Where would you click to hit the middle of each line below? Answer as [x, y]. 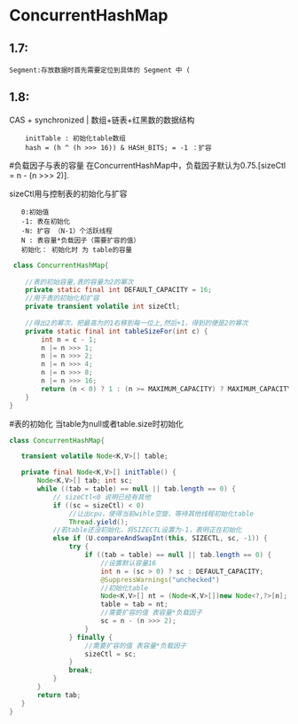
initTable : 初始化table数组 [75, 138]
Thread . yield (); [98, 522]
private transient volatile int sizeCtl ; [102, 307]
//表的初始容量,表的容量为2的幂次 [79, 282]
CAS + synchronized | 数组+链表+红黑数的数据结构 [102, 120]
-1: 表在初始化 [46, 221]
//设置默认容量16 [129, 563]
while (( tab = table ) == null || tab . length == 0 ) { [137, 489]
